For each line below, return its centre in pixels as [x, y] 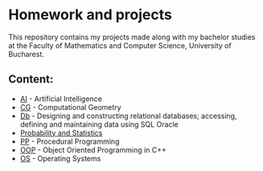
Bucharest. [26, 54]
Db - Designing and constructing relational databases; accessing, [128, 116]
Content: [31, 79]
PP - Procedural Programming [70, 141]
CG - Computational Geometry [71, 107]
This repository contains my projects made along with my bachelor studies [132, 37]
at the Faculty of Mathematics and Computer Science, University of [120, 45]
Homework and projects [90, 15]
